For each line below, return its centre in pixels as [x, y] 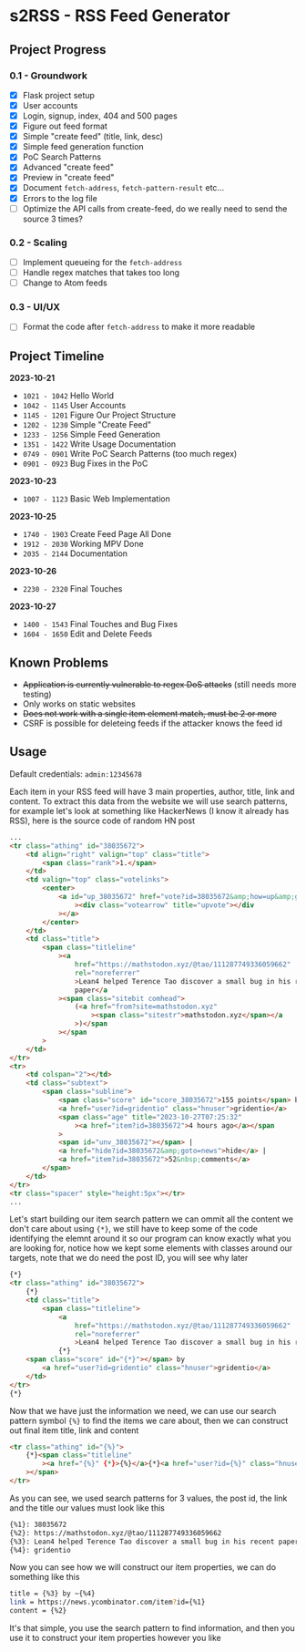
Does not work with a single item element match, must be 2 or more [150, 714]
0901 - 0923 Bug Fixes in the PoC [85, 464]
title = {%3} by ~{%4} [52, 1594]
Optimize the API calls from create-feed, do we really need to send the [155, 208]
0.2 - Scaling [39, 243]
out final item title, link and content [74, 1430]
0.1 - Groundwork [49, 76]
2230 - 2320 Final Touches [72, 589]
